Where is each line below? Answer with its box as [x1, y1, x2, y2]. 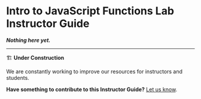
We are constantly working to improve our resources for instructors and [6, 67, 183, 75]
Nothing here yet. [6, 36, 51, 44]
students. [6, 74, 30, 81]
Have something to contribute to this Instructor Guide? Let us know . [6, 85, 178, 93]
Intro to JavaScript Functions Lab [6, 4, 175, 18]
